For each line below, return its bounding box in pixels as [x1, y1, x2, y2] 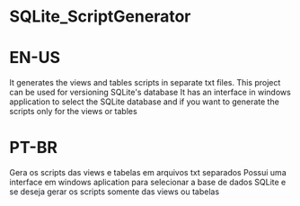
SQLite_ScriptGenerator [9, 6, 191, 27]
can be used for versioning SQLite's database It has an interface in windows [9, 87, 292, 98]
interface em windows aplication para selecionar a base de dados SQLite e [9, 177, 287, 188]
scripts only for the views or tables [9, 106, 137, 117]
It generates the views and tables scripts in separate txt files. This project [9, 77, 281, 88]
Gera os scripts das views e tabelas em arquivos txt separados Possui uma [9, 167, 287, 178]
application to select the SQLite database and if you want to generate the [9, 96, 280, 107]
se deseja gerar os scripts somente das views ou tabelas [9, 186, 220, 197]
